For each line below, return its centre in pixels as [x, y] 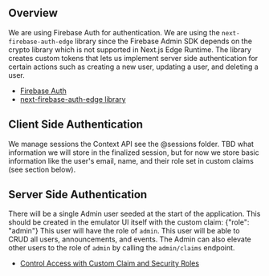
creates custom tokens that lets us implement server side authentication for [133, 58]
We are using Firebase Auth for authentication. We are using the [114, 32]
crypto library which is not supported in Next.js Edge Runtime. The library [130, 49]
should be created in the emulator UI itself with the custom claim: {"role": [129, 222]
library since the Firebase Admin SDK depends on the [164, 41]
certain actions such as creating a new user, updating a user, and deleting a [133, 67]
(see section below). [42, 169]
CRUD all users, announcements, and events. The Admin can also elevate [130, 239]
